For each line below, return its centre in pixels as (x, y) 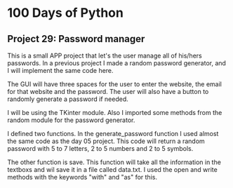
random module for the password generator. (71, 120)
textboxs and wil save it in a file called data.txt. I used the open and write (112, 169)
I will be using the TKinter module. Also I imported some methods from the (115, 113)
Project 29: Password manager (76, 39)
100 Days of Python (66, 13)
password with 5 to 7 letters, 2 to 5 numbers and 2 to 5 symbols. (100, 148)
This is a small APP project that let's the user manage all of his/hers (105, 55)
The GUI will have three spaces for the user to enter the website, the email (115, 84)
